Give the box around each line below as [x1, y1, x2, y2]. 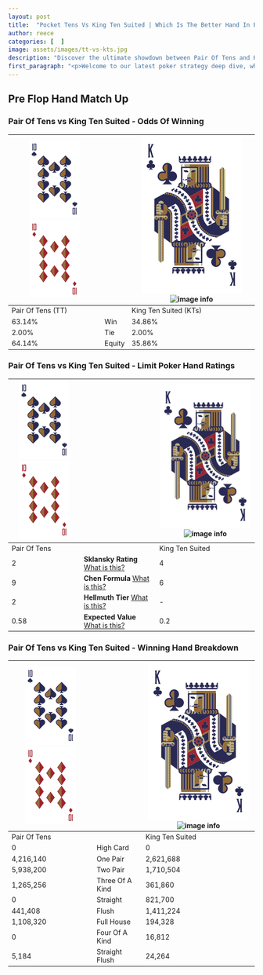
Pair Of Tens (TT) [11, 306, 68, 316]
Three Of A [96, 876, 132, 886]
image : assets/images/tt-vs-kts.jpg [8, 46, 128, 54]
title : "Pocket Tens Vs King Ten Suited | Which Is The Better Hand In [8, 20, 250, 29]
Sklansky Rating [83, 554, 139, 564]
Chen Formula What [83, 574, 150, 583]
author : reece [8, 29, 55, 37]
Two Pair [96, 864, 125, 875]
